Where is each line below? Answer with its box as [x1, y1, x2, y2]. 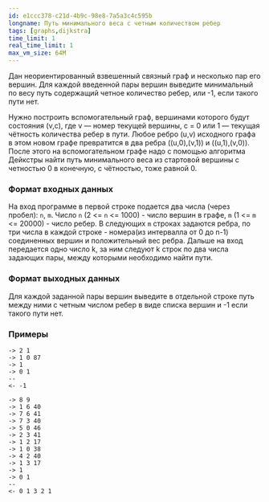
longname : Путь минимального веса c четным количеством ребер [8, 19, 221, 27]
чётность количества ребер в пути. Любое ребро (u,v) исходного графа [8, 129, 256, 139]
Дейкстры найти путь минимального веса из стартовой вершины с [8, 155, 239, 165]
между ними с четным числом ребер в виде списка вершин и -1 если [8, 300, 248, 309]
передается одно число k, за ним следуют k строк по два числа [8, 244, 229, 254]
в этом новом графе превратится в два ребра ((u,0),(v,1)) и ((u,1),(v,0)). [8, 138, 251, 147]
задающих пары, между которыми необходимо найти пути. [8, 253, 214, 263]
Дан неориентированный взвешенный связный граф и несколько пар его [8, 71, 261, 80]
